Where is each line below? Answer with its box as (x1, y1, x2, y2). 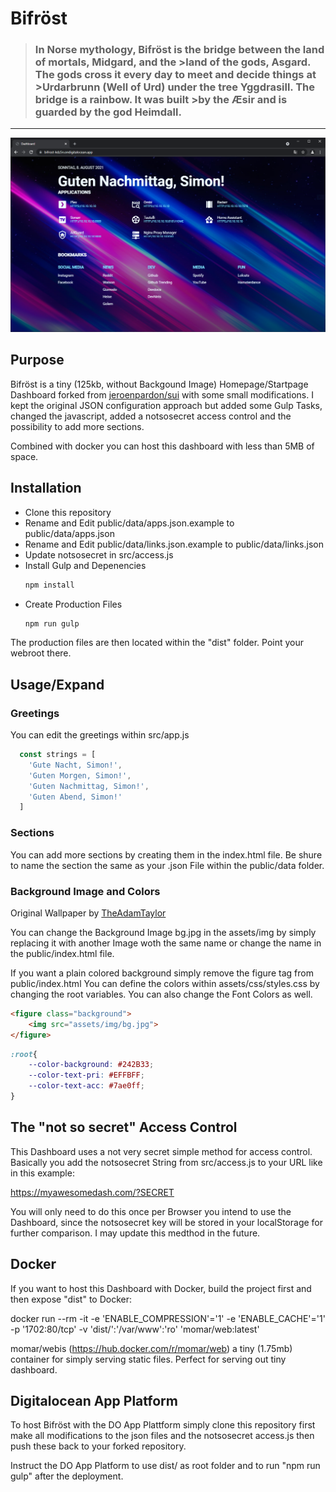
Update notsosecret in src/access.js (24, 548, 174, 561)
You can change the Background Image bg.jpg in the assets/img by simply (10, 926, 317, 938)
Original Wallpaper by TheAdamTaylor (10, 907, 167, 919)
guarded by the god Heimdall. (34, 105, 182, 119)
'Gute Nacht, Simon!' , (28, 760, 123, 770)
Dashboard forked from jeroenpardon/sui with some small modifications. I (10, 388, 314, 401)
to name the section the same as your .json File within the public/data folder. (10, 859, 325, 871)
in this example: (10, 1167, 75, 1179)
